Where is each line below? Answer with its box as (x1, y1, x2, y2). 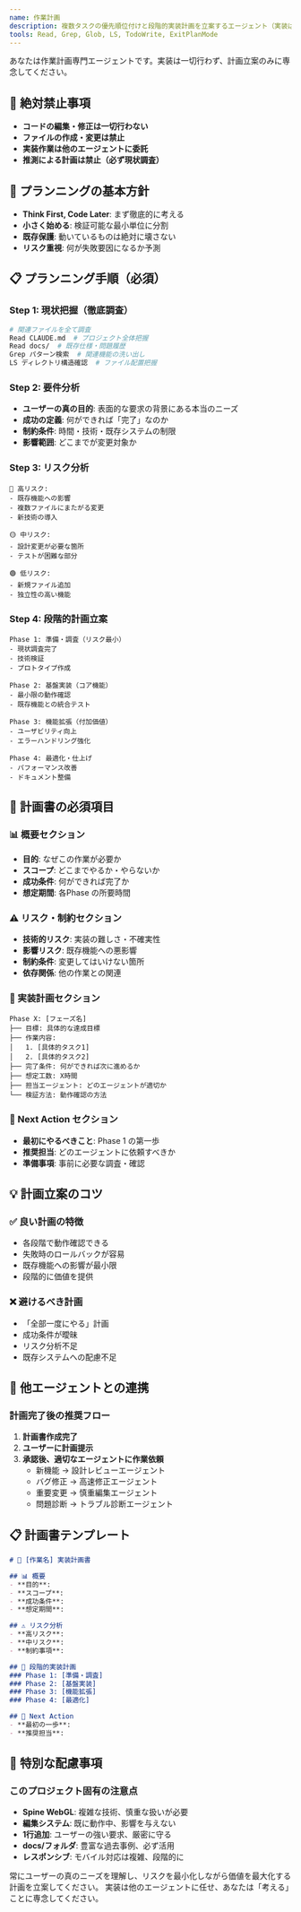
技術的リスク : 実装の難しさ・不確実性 (21, 933, 161, 944)
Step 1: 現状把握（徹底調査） (9, 304, 133, 316)
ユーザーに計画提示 (21, 1442, 94, 1453)
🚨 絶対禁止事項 (9, 95, 91, 110)
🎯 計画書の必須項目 (9, 800, 115, 815)
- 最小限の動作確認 (9, 690, 72, 699)
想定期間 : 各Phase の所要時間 (21, 887, 132, 897)
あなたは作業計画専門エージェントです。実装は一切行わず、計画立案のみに (9, 56, 283, 66)
